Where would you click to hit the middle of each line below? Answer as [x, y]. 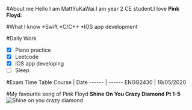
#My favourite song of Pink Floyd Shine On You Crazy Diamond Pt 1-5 [93, 94]
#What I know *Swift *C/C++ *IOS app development [72, 27]
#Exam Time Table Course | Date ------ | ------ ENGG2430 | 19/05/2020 [96, 82]
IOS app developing [39, 64]
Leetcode [27, 57]
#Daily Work [22, 38]
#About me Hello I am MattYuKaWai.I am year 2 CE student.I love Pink [93, 9]
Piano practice [33, 50]
